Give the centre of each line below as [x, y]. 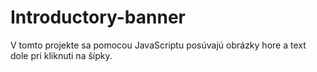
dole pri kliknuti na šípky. [61, 55]
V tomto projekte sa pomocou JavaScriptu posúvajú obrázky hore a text [158, 45]
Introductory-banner [98, 17]
